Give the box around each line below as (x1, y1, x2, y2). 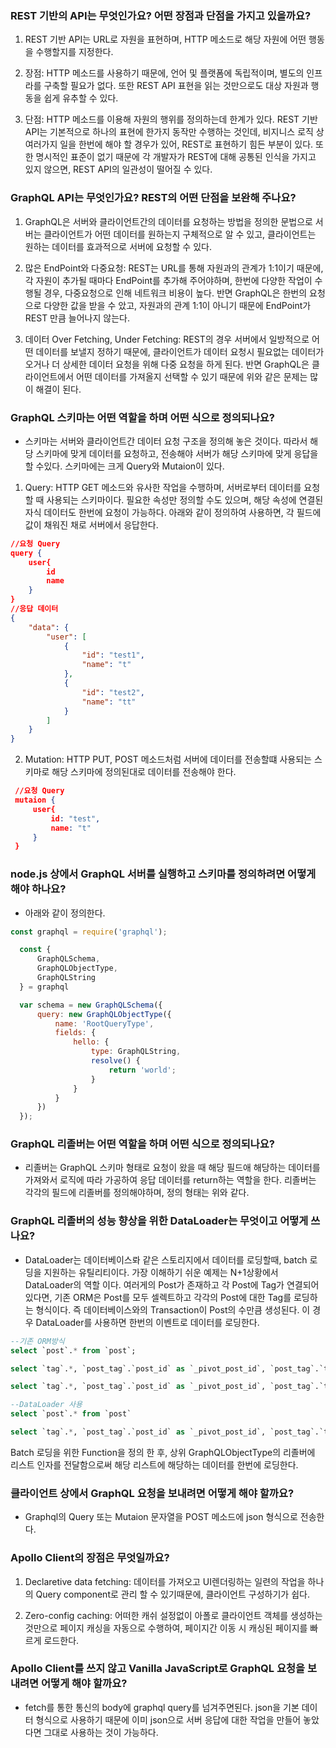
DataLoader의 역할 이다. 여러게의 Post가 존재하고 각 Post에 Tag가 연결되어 (24, 1278, 320, 1291)
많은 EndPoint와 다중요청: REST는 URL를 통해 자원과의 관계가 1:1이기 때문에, (24, 262, 324, 274)
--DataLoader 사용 (10, 1400, 83, 1410)
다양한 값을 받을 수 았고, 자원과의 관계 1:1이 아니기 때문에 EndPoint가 (43, 299, 312, 311)
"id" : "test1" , (81, 650, 145, 661)
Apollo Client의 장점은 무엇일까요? (10, 1551, 170, 1565)
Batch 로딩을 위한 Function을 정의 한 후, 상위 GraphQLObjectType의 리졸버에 (10, 1446, 316, 1458)
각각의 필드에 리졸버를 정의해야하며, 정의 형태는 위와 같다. (24, 1187, 250, 1199)
